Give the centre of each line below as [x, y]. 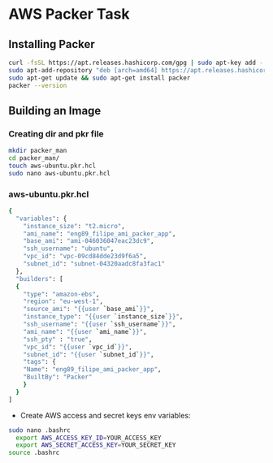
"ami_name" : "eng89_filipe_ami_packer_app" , [100, 234]
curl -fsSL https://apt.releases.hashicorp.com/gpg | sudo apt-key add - [136, 63]
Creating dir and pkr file [56, 133]
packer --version [38, 85]
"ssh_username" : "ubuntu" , [69, 249]
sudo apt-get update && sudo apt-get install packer [100, 78]
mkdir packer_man [38, 151]
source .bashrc [34, 453]
